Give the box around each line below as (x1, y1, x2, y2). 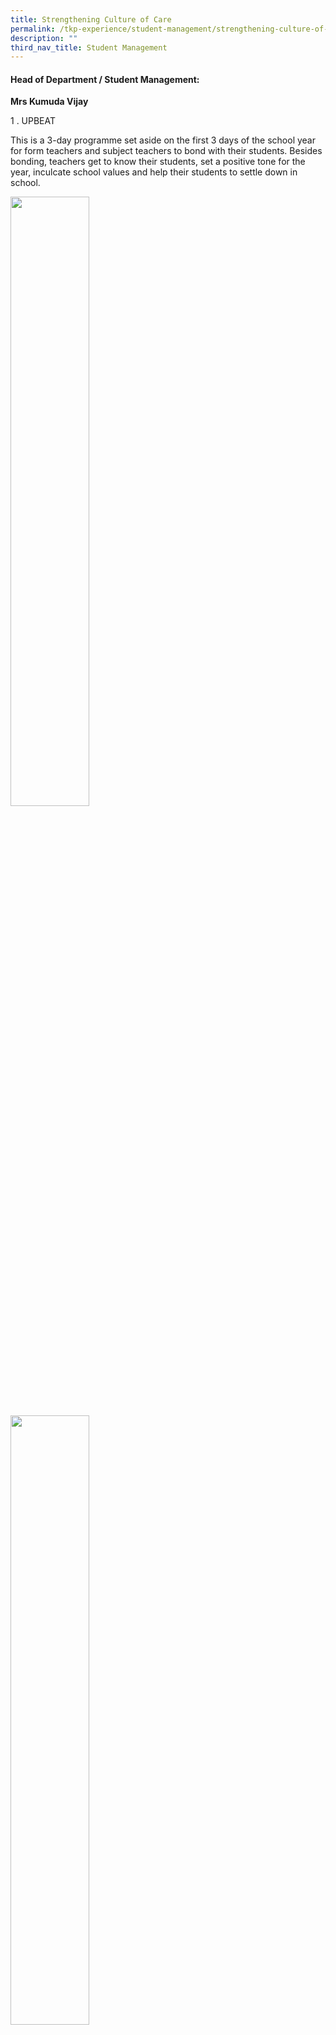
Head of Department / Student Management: (10, 73, 200, 85)
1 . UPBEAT (10, 115, 57, 127)
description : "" (10, 33, 78, 43)
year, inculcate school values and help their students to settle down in (10, 166, 298, 178)
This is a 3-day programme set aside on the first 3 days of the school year (10, 134, 317, 146)
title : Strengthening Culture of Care (10, 14, 172, 25)
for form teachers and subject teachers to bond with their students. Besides (10, 145, 323, 157)
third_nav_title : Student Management (10, 42, 168, 53)
